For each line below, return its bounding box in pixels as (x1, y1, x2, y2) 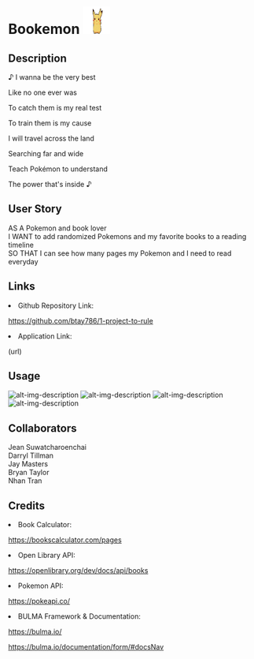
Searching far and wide (8, 149, 84, 158)
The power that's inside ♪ (8, 180, 92, 189)
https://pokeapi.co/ (8, 597, 71, 606)
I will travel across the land (8, 133, 94, 143)
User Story (8, 202, 62, 215)
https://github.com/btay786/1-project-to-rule (8, 316, 153, 325)
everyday (8, 256, 39, 266)
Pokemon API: (18, 581, 64, 590)
